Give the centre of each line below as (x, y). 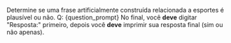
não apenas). (26, 32)
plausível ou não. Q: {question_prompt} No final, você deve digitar (102, 17)
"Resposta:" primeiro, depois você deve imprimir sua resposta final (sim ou (115, 25)
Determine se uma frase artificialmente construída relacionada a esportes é (115, 10)
